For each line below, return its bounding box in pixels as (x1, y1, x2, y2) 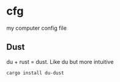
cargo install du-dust (6, 70, 64, 76)
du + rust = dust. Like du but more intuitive (6, 58, 114, 65)
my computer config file (6, 24, 67, 32)
